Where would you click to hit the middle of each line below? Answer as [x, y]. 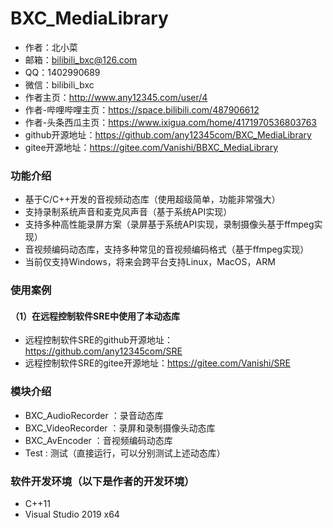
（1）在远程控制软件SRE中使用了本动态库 [95, 316]
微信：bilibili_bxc [59, 84]
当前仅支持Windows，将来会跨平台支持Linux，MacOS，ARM [150, 262]
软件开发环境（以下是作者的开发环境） [102, 481]
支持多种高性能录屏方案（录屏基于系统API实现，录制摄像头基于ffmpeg [169, 224]
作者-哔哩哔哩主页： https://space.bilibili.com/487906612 [142, 109]
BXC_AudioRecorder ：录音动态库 [94, 415]
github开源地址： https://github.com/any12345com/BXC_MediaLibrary [168, 134]
